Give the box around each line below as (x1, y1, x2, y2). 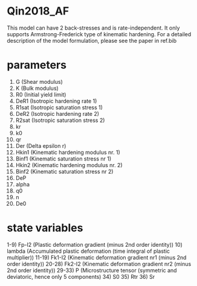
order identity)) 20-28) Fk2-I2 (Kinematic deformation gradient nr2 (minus (7, 260, 192, 267)
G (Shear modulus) (15, 78, 63, 85)
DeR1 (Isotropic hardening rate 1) (15, 97, 97, 104)
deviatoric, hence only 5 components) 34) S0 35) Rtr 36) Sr (7, 273, 155, 280)
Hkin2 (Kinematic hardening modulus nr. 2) (15, 161, 123, 168)
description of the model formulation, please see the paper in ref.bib (7, 37, 177, 44)
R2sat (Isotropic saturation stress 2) (15, 116, 105, 124)
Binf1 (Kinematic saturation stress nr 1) (15, 155, 112, 162)
